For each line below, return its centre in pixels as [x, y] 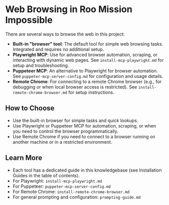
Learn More [24, 158]
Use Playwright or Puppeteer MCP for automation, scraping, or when [84, 126]
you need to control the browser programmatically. [66, 131]
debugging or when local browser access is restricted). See [75, 87]
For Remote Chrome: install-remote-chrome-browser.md [71, 191]
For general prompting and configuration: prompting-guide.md [76, 197]
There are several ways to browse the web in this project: [65, 34]
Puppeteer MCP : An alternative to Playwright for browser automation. [85, 71]
